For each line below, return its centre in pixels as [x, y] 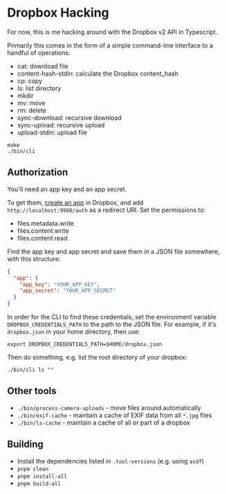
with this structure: [34, 258]
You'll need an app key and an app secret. [67, 189]
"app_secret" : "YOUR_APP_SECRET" [68, 291]
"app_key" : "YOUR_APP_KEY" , [60, 284]
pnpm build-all [39, 484]
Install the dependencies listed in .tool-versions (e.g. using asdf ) [111, 461]
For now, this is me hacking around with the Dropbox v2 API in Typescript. [112, 32]
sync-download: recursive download [69, 117]
